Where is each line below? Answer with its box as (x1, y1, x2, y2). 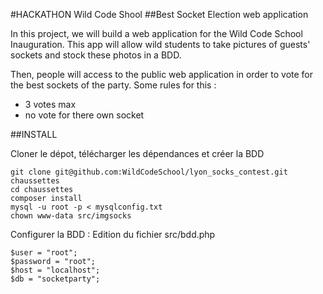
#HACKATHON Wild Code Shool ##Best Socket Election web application (10, 9, 309, 20)
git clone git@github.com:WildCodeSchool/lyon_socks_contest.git (10, 167, 288, 177)
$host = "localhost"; (10, 265, 101, 275)
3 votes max (24, 99, 77, 110)
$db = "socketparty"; (10, 274, 101, 284)
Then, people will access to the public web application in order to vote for (10, 69, 314, 80)
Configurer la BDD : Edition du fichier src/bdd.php (10, 229, 216, 240)
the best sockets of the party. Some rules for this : (10, 79, 217, 91)
